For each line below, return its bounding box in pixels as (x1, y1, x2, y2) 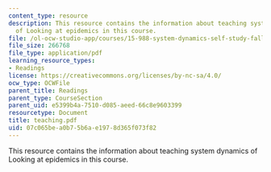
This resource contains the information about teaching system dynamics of (8, 145, 258, 155)
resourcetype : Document (8, 109, 89, 117)
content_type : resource (8, 11, 89, 20)
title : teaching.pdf (8, 117, 78, 125)
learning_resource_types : (8, 57, 95, 65)
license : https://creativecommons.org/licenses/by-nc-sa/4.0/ (8, 72, 222, 80)
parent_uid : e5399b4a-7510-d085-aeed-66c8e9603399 (8, 101, 182, 109)
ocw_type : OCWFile (8, 79, 70, 87)
